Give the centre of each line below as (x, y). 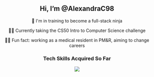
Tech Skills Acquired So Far (77, 58)
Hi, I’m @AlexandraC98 (77, 9)
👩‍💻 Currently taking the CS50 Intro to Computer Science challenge (77, 30)
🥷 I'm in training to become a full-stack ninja (77, 20)
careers (77, 45)
